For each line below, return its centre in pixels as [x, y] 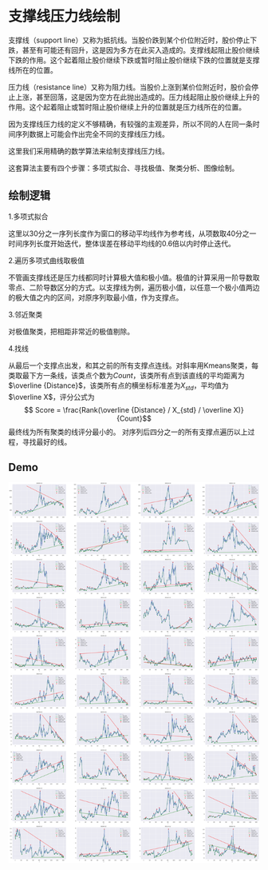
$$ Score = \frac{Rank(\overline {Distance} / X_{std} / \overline [128, 409]
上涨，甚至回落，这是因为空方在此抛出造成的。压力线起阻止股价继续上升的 [137, 97]
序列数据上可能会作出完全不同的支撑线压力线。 [92, 134]
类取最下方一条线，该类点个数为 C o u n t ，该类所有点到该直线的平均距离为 [126, 375]
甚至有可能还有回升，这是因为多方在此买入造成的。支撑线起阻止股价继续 [141, 50]
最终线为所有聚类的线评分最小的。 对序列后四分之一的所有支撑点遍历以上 [128, 432]
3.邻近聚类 [26, 314]
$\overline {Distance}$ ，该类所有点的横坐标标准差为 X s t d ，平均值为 [118, 386]
